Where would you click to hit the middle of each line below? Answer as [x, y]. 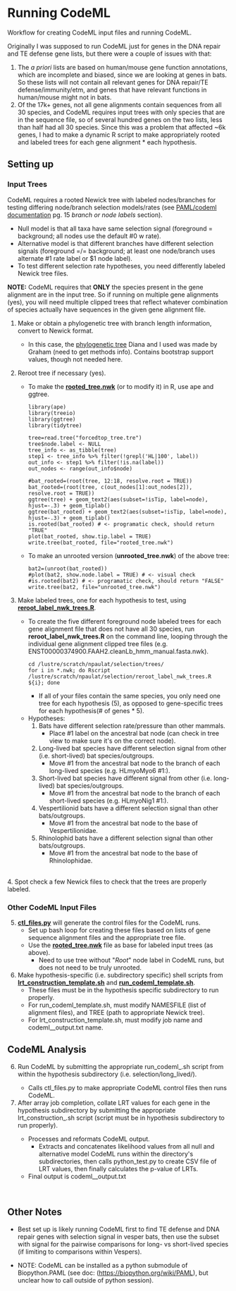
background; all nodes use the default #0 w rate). [89, 236]
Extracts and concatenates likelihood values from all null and [126, 1146]
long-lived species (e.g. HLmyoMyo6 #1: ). [110, 770]
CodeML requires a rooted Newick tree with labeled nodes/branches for [112, 199]
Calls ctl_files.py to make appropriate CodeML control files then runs [128, 1087]
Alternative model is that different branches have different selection [115, 243]
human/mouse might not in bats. [64, 97]
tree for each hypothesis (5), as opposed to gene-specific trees [131, 703]
